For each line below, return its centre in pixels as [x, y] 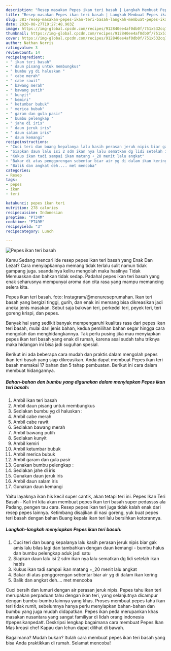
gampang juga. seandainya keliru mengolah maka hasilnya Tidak [73, 271]
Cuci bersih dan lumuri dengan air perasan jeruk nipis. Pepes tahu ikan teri [84, 590]
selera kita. [17, 287]
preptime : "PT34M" [25, 217]
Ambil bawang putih [34, 432]
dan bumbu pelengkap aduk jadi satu [52, 553]
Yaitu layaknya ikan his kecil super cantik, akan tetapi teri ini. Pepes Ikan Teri [86, 496]
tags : [11, 180]
